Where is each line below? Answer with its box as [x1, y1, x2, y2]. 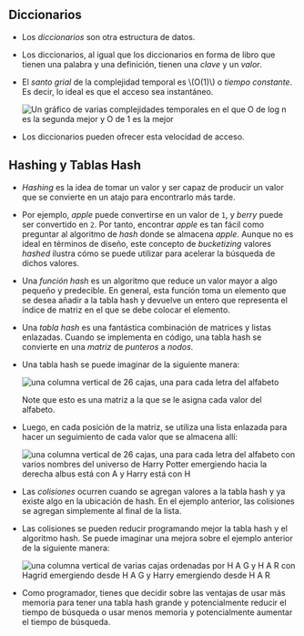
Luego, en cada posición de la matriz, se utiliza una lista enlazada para [21, 421, 288, 432]
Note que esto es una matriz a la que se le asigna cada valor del [21, 394, 262, 405]
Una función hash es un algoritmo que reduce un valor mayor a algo [21, 275, 279, 286]
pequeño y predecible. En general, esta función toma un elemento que [21, 284, 287, 295]
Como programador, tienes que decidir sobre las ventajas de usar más [21, 587, 286, 598]
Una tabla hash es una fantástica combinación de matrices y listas [21, 322, 272, 333]
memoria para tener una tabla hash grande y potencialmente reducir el [21, 597, 288, 608]
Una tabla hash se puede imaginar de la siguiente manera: [21, 359, 240, 370]
